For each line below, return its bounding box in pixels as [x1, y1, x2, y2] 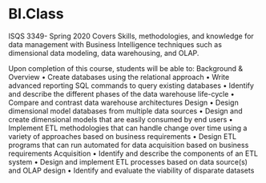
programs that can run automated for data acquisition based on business [8, 140, 249, 149]
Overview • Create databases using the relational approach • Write [8, 72, 230, 82]
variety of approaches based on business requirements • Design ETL [8, 131, 237, 141]
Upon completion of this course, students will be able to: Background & [8, 63, 243, 73]
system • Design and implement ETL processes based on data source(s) [8, 157, 248, 166]
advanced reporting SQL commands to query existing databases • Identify [8, 81, 255, 90]
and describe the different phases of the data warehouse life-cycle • [8, 89, 235, 98]
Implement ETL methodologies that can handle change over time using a [8, 123, 248, 133]
